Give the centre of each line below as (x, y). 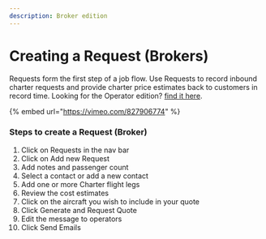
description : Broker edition (58, 16)
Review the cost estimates (64, 193)
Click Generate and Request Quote (79, 210)
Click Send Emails (51, 227)
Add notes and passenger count (75, 167)
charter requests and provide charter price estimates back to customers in (133, 87)
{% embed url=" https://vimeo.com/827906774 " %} (95, 111)
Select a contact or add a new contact (85, 176)
